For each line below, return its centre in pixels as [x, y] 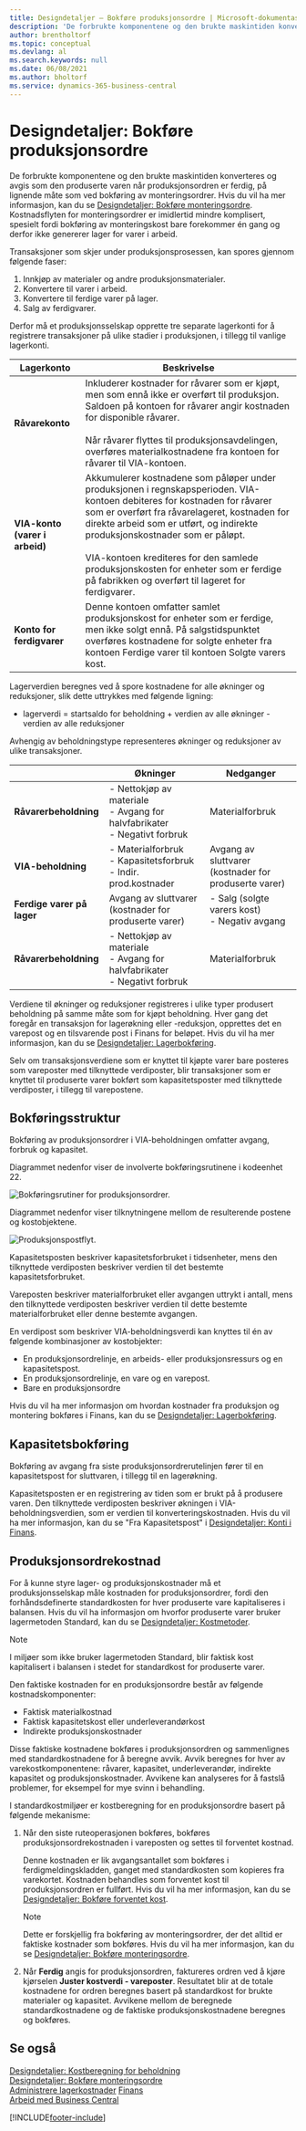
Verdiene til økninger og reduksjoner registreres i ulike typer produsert [142, 1004]
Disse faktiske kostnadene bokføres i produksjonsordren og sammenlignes [149, 1749]
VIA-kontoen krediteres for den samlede [172, 558]
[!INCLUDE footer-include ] [58, 2117]
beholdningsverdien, [48, 1513]
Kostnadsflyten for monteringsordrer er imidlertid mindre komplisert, [138, 214]
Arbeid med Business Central [64, 2099]
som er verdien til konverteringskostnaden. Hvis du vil [189, 1513]
